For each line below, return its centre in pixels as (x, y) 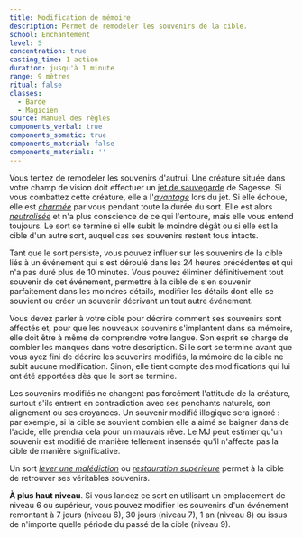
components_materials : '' (58, 152)
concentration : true (48, 51)
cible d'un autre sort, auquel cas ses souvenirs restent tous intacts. (134, 235)
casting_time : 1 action (54, 60)
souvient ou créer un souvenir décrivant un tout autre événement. (131, 301)
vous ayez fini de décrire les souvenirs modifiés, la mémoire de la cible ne (146, 357)
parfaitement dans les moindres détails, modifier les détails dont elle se (142, 291)
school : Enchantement (50, 34)
